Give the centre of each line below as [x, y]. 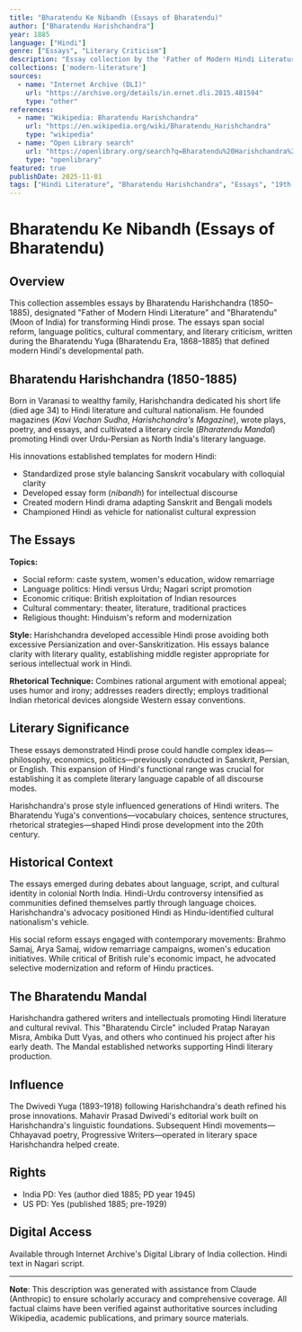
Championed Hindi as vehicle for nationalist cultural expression [139, 511]
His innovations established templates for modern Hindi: [113, 456]
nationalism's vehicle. [49, 922]
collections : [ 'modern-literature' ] [78, 68]
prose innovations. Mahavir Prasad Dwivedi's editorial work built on [134, 1116]
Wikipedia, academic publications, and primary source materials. [129, 1318]
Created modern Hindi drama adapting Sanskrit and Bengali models [147, 502]
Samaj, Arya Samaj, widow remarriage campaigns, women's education [140, 949]
